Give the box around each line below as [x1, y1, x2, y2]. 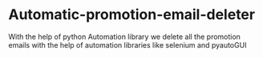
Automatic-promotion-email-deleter [8, 6, 255, 24]
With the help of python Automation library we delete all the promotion [8, 32, 241, 41]
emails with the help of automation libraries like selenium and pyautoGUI [8, 40, 247, 49]
